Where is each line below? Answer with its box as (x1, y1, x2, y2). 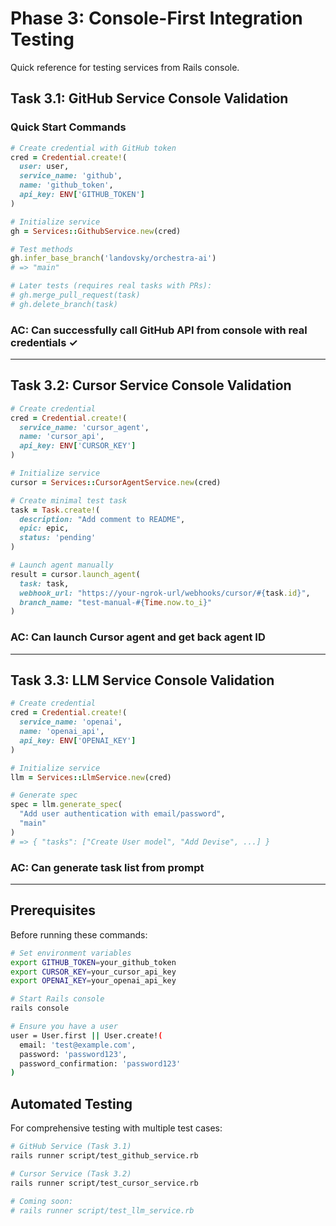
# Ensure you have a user (10, 1022, 118, 1032)
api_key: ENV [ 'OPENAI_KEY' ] (19, 735, 137, 746)
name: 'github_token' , (19, 180, 114, 191)
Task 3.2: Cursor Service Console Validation (10, 377, 292, 394)
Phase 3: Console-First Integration (10, 7, 303, 30)
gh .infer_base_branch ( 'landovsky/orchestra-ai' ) (10, 253, 217, 264)
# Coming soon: (10, 1196, 74, 1206)
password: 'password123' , (19, 1049, 128, 1059)
